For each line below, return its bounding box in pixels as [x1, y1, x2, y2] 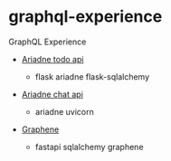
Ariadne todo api [21, 53, 84, 64]
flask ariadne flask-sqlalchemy [34, 71, 150, 82]
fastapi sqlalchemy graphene [34, 141, 144, 152]
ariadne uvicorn [34, 106, 94, 117]
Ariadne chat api [21, 89, 83, 99]
